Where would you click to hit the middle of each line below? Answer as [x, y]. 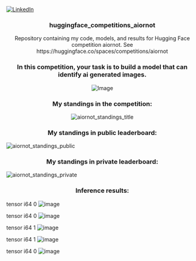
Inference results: [102, 190]
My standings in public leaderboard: [102, 133]
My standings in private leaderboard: [102, 162]
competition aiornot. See [102, 45]
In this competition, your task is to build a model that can [102, 67]
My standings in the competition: [102, 103]
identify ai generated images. [102, 75]
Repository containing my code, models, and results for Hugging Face [102, 38]
